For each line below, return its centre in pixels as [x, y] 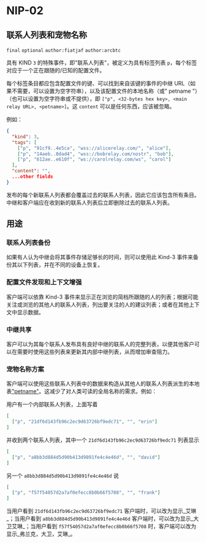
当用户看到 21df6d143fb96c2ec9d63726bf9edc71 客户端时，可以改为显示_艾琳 [101, 511]
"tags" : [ [24, 142]
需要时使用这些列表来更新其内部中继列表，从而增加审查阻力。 [95, 352]
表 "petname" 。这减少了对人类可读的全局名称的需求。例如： [82, 391]
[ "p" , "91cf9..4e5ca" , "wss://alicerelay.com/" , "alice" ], [94, 148]
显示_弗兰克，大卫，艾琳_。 [41, 534]
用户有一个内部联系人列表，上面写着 [52, 404]
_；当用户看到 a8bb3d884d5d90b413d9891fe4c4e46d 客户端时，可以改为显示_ [100, 518]
